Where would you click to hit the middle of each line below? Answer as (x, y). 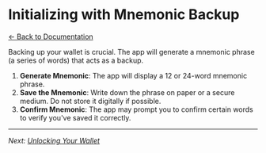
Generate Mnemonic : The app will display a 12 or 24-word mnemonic (133, 75)
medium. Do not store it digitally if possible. (90, 101)
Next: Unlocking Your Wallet (54, 140)
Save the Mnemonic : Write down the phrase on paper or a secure (127, 92)
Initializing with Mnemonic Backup (124, 15)
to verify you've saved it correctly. (75, 117)
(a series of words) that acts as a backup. (76, 60)
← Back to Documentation (51, 36)
